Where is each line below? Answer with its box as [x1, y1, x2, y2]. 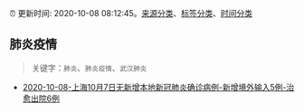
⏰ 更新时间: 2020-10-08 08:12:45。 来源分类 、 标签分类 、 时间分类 [9, 8, 253, 18]
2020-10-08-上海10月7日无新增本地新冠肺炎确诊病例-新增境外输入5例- [22, 81, 287, 92]
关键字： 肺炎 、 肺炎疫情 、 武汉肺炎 [31, 62, 147, 73]
